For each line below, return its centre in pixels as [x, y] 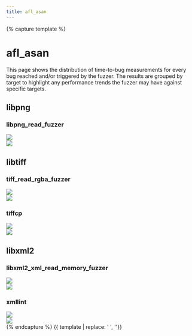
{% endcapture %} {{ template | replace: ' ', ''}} [64, 327]
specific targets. [26, 89]
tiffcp [14, 213]
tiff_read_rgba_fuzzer [38, 179]
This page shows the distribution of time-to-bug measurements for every [96, 69]
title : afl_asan [26, 12]
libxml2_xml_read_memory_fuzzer [57, 268]
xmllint [16, 302]
